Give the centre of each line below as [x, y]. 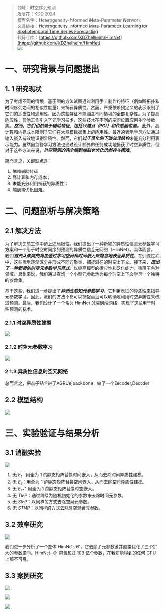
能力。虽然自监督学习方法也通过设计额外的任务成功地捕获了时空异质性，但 [84, 144]
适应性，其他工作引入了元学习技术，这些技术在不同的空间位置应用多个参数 [80, 120]
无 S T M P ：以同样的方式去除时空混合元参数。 [58, 508]
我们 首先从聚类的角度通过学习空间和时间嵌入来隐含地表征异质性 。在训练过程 [82, 256]
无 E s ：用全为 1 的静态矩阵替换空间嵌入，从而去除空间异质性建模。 [79, 482]
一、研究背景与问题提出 [52, 69]
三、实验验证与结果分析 [52, 433]
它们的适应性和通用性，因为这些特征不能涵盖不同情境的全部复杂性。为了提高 [82, 114]
